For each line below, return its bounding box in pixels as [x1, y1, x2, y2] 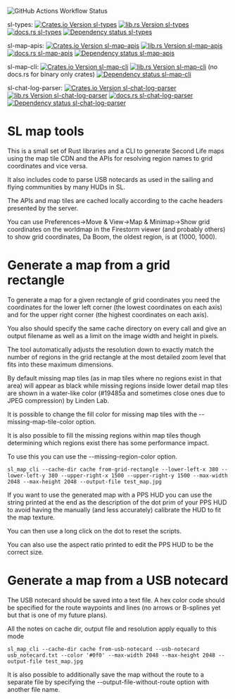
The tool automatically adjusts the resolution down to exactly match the [7, 345, 215, 354]
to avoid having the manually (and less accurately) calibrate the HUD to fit [7, 505, 222, 514]
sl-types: [7, 20, 34, 28]
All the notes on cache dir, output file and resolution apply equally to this [7, 624, 217, 633]
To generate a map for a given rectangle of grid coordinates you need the [7, 295, 220, 304]
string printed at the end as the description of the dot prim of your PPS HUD [7, 497, 227, 507]
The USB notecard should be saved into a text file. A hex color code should [7, 595, 225, 604]
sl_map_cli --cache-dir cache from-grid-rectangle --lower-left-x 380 [7, 466, 219, 473]
